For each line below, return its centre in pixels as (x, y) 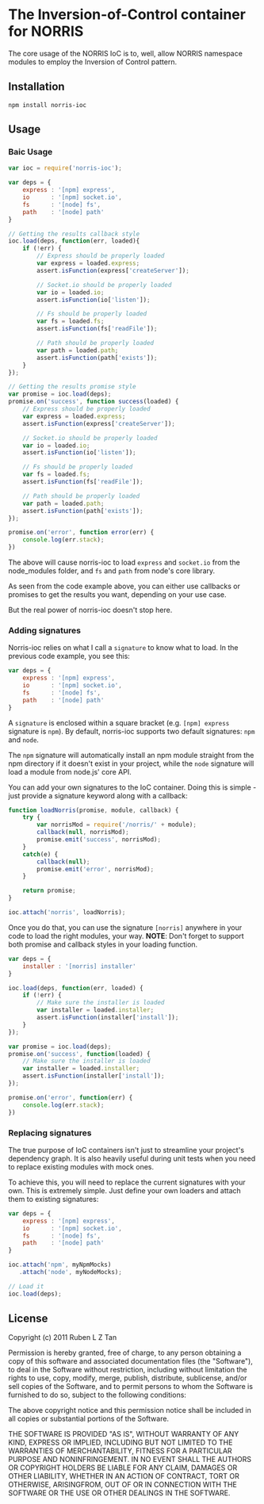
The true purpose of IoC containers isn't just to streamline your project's (126, 1150)
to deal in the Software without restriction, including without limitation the (128, 1370)
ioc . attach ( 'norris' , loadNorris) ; (67, 913)
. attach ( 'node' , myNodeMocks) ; (71, 1272)
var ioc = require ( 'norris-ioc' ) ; (65, 168)
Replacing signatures (50, 1133)
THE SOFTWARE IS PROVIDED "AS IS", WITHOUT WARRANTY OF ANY (124, 1434)
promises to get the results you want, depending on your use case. (118, 595)
